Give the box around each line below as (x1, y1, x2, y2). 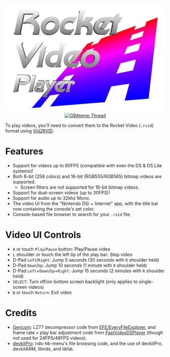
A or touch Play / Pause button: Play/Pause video (12, 246, 111, 252)
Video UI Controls (5, 229, 81, 241)
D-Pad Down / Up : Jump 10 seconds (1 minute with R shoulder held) (12, 262, 147, 268)
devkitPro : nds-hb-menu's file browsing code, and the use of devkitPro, (12, 340, 163, 346)
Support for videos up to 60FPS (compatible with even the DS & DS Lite (12, 163, 162, 169)
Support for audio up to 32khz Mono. (12, 195, 90, 201)
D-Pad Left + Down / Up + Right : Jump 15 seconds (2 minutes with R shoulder (12, 268, 165, 274)
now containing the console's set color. (12, 206, 95, 212)
